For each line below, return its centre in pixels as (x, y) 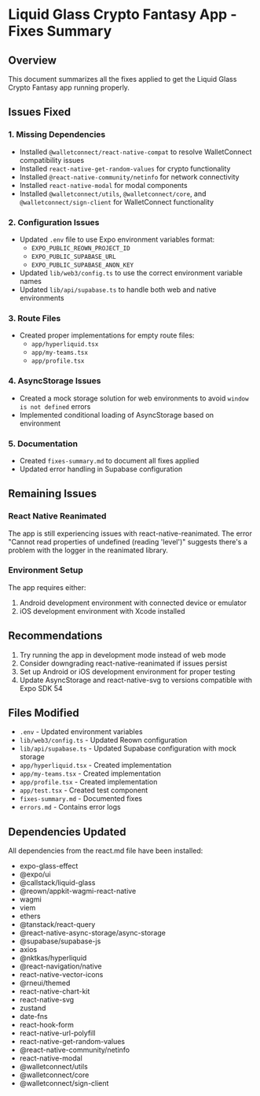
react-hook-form (47, 1025)
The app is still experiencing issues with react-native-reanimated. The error (130, 533)
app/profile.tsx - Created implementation (88, 782)
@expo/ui (35, 874)
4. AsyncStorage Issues (55, 381)
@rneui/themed (45, 983)
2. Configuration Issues (54, 222)
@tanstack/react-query (57, 924)
